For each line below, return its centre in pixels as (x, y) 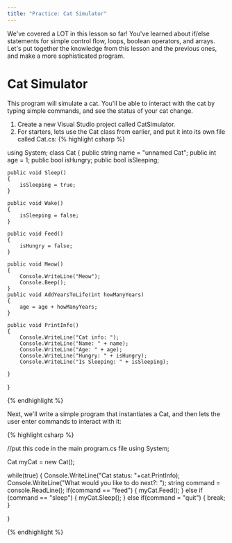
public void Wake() (35, 203)
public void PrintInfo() (43, 325)
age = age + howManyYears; (59, 307)
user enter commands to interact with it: (64, 421)
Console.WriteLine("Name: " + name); (74, 343)
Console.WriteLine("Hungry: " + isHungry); (84, 355)
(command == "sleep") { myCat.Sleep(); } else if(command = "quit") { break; (116, 497)
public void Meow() (35, 264)
